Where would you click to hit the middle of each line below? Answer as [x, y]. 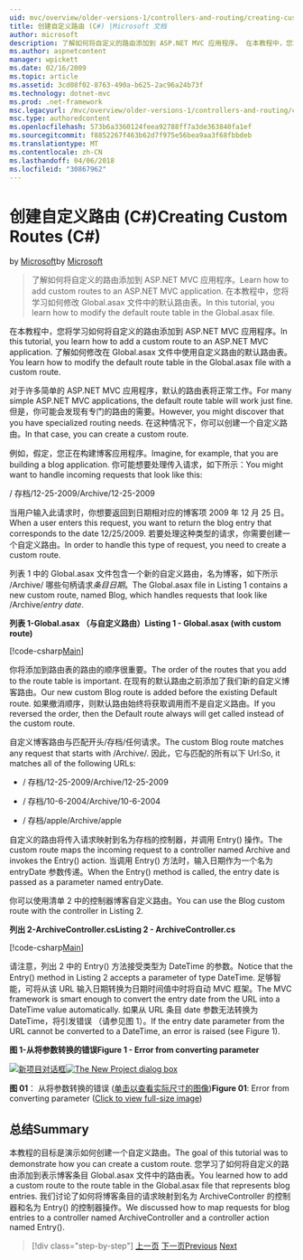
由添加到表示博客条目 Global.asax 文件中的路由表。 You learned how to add [149, 1175]
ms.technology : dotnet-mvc [60, 93]
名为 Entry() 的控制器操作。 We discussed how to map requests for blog [157, 1208]
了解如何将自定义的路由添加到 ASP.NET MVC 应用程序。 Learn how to [160, 280]
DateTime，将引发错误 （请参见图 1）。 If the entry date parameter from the [147, 1021]
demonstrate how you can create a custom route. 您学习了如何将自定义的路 [150, 1164]
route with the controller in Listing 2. [77, 911]
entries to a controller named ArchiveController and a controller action [139, 1218]
